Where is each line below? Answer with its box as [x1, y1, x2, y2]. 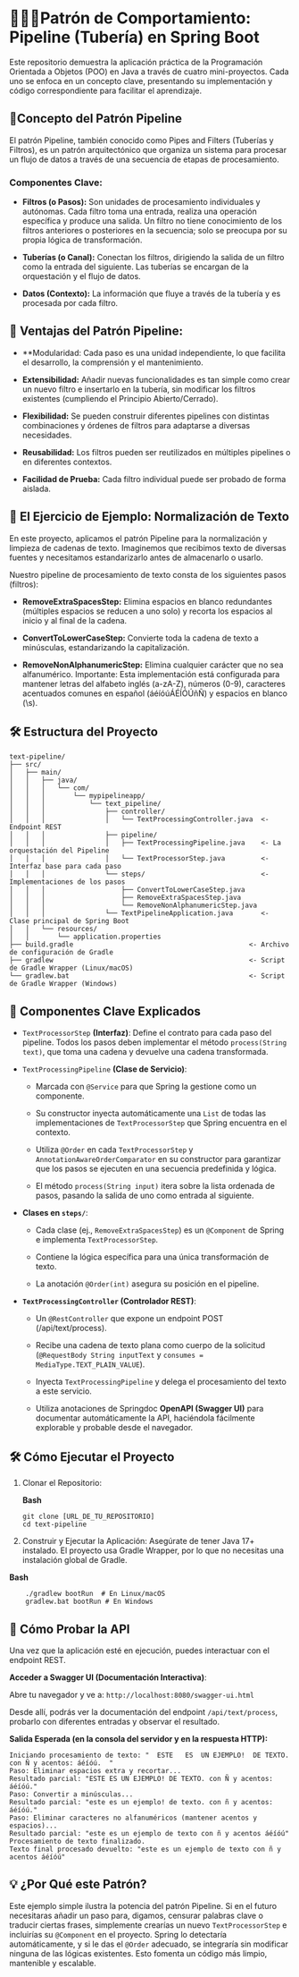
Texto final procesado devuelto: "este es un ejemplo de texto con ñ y [9, 1845, 281, 1854]
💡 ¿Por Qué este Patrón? [9, 1877, 147, 1892]
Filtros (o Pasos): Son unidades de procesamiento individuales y [21, 197, 261, 208]
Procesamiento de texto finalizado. [9, 1837, 145, 1845]
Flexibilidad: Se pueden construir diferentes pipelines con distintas [21, 411, 270, 421]
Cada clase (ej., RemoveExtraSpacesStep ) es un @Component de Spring [35, 1225, 285, 1235]
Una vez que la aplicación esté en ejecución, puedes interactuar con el [9, 1645, 270, 1656]
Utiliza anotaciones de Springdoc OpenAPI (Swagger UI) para [35, 1404, 264, 1414]
